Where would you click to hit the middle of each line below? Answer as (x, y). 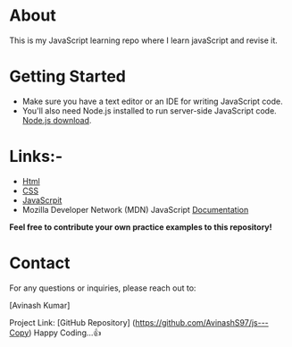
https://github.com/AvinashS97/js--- (202, 322)
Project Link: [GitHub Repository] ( (72, 322)
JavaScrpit (42, 200)
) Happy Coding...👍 (65, 333)
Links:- (36, 157)
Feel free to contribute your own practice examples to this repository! (141, 227)
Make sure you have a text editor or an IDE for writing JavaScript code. (152, 101)
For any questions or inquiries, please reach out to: (103, 288)
